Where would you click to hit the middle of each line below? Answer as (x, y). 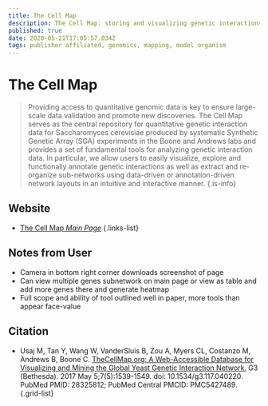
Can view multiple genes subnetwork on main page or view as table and (138, 281)
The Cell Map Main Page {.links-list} (79, 228)
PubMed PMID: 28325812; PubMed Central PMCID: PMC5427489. (128, 384)
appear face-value (50, 306)
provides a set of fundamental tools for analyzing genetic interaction (140, 149)
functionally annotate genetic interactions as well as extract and (133, 167)
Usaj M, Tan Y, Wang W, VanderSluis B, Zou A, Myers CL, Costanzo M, (135, 350)
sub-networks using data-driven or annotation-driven (146, 175)
